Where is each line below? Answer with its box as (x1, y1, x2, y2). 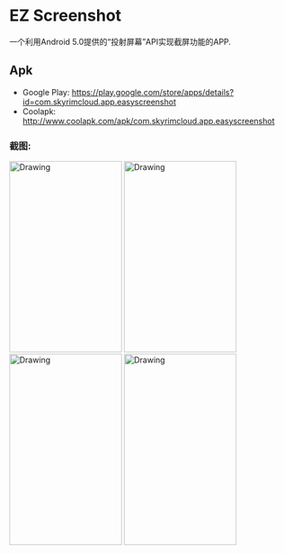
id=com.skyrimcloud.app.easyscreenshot (22, 96, 177, 107)
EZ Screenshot (9, 5, 122, 26)
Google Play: (22, 86, 70, 97)
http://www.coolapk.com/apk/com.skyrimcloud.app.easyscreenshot (22, 115, 275, 126)
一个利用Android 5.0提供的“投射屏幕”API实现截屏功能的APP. (9, 36, 232, 47)
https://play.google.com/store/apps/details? (71, 86, 235, 97)
